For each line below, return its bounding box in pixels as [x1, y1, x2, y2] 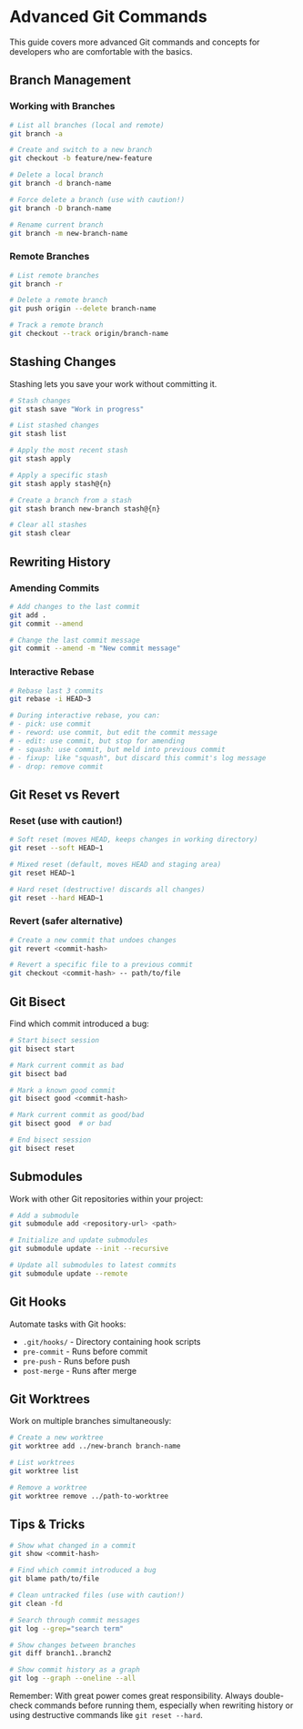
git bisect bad [9, 1069, 67, 1078]
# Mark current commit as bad [9, 1061, 125, 1070]
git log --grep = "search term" [9, 1623, 125, 1633]
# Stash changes [9, 396, 71, 405]
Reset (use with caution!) [9, 814, 123, 827]
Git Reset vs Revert [9, 787, 120, 802]
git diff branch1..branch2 [9, 1649, 112, 1658]
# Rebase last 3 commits [9, 686, 104, 696]
